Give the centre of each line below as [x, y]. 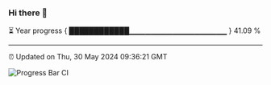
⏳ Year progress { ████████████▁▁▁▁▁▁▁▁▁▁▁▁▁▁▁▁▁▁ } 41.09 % [135, 30]
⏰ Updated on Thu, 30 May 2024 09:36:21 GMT [88, 57]
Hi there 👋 [28, 13]
